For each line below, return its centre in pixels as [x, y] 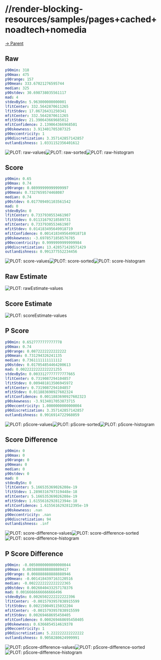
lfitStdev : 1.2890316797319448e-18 [41, 492]
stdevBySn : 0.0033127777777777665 [40, 374]
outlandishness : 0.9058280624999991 [42, 638]
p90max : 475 [17, 74]
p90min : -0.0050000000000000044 [38, 565]
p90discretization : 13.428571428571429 [46, 247]
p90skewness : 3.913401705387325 [38, 129]
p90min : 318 [17, 70]
